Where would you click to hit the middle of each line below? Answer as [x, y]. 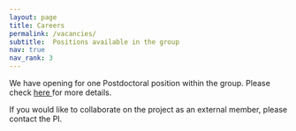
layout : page [33, 17]
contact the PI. [36, 119]
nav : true [27, 50]
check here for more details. [61, 92]
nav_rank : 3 [31, 58]
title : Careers [37, 25]
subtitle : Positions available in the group [94, 42]
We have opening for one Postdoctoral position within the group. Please [140, 83]
